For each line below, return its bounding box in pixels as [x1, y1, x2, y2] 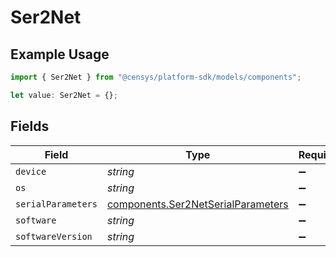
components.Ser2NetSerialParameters [106, 197, 289, 211]
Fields [10, 118, 50, 135]
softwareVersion [15, 231, 93, 242]
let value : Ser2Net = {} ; [10, 90, 118, 100]
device [15, 166, 47, 177]
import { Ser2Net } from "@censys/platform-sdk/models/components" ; [10, 72, 302, 82]
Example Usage [10, 46, 110, 63]
